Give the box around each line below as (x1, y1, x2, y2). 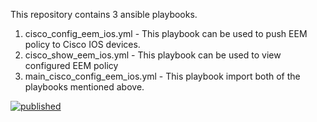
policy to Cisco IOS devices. (24, 39, 141, 50)
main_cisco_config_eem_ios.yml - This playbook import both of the (24, 70, 301, 82)
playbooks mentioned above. (24, 81, 145, 93)
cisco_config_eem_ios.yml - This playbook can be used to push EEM (24, 28, 308, 39)
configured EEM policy (24, 60, 119, 71)
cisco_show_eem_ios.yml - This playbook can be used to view (24, 49, 282, 61)
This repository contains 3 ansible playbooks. (10, 9, 198, 20)
